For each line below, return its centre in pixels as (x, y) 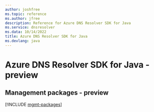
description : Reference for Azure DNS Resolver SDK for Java (68, 23)
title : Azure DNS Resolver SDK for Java (46, 37)
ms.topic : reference (26, 14)
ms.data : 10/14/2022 (26, 32)
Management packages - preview (57, 93)
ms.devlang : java (23, 41)
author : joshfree (23, 9)
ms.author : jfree (23, 18)
